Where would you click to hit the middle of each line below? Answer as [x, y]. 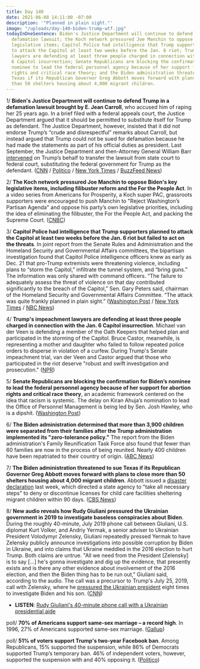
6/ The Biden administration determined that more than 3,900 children [95, 425]
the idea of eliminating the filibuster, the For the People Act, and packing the [99, 213]
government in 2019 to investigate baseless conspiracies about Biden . [95, 517]
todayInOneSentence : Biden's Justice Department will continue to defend [100, 34]
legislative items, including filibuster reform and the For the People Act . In [99, 188]
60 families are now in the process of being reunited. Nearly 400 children [96, 450]
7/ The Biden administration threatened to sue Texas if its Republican [93, 468]
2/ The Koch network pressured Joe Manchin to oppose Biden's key [92, 182]
